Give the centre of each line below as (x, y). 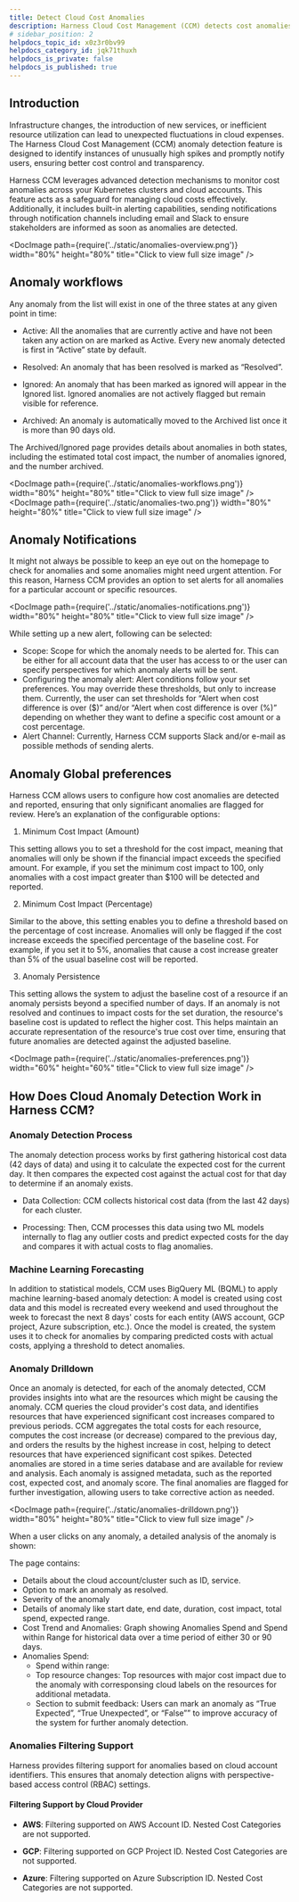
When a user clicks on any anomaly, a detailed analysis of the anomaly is (143, 1536)
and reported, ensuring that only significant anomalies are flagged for (137, 805)
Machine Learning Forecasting (77, 1269)
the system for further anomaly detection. (112, 1723)
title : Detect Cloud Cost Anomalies (77, 17)
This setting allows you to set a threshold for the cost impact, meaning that (146, 849)
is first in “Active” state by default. (84, 350)
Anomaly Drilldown (52, 1369)
